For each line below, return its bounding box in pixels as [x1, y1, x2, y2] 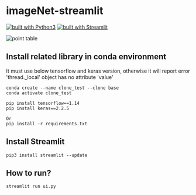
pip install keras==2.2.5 [6, 105, 69, 111]
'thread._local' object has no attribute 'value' [6, 73, 114, 80]
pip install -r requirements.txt [6, 121, 88, 126]
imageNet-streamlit [6, 4, 104, 18]
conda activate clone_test [6, 90, 72, 96]
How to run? [6, 168, 51, 178]
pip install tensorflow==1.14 [6, 100, 80, 106]
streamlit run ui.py [6, 183, 57, 190]
